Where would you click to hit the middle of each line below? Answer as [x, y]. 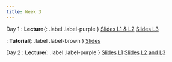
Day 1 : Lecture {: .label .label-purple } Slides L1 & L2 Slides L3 [83, 29]
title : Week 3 [24, 12]
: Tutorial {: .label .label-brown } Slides [54, 40]
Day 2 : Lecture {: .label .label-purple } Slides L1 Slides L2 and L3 [86, 52]
